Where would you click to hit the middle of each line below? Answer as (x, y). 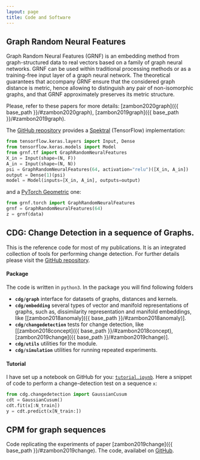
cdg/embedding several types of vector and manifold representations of (101, 305)
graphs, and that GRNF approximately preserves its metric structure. (90, 94)
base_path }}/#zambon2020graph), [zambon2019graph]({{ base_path (93, 112)
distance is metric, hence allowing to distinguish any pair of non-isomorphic (100, 88)
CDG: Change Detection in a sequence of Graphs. (100, 233)
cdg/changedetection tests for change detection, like (79, 324)
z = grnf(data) (25, 214)
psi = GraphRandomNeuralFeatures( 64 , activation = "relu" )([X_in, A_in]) (97, 169)
